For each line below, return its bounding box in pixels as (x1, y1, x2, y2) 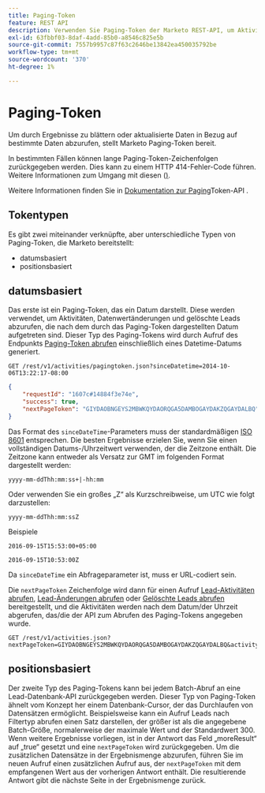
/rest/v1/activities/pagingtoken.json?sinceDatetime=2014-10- (22, 362, 231, 371)
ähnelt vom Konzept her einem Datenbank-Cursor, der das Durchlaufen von (8, 700, 254, 709)
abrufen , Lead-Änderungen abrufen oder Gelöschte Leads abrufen (8, 593, 225, 603)
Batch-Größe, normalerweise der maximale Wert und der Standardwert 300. (8, 725, 256, 735)
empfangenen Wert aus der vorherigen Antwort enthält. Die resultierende (8, 767, 246, 776)
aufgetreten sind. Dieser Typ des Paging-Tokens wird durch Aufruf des (8, 331, 238, 340)
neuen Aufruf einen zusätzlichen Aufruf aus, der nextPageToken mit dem (8, 758, 241, 768)
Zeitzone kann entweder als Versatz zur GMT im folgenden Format (8, 451, 225, 462)
